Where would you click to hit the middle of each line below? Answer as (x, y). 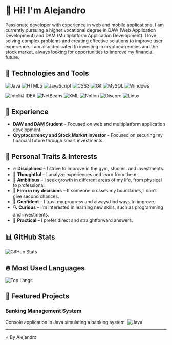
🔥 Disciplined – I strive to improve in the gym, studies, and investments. (89, 169)
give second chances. (36, 196)
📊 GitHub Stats (30, 237)
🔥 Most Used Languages (45, 268)
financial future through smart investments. (58, 140)
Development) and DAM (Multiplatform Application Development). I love (81, 35)
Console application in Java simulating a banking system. (66, 322)
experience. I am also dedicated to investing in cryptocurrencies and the (82, 46)
